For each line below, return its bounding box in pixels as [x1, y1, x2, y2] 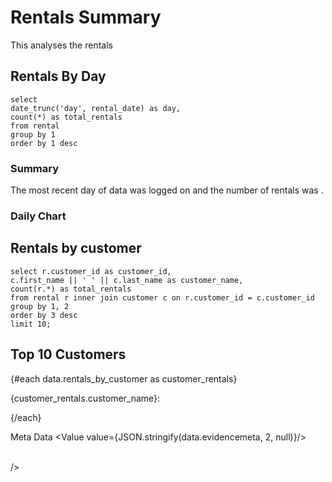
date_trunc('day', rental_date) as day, [10, 103, 182, 113]
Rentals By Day [10, 68, 107, 85]
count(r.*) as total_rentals [10, 284, 132, 294]
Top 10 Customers [10, 346, 127, 363]
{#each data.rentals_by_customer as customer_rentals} [10, 372, 238, 385]
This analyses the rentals [10, 39, 113, 51]
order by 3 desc [10, 310, 78, 320]
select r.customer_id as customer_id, [10, 266, 172, 276]
